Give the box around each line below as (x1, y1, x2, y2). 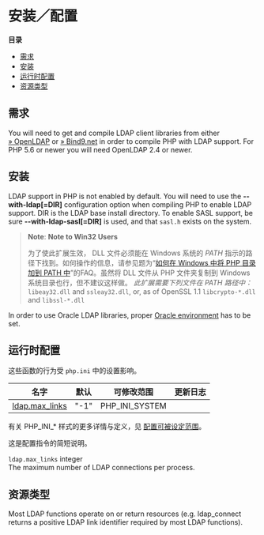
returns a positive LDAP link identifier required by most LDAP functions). (8, 518, 243, 527)
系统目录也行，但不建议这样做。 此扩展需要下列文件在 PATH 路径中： (27, 277, 253, 287)
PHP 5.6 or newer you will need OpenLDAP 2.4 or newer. (8, 145, 193, 154)
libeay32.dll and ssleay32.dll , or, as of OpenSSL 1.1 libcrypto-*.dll (27, 286, 256, 296)
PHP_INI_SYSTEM (100, 401, 168, 412)
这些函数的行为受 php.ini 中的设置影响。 (8, 366, 141, 375)
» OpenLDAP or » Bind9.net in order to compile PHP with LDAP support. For (8, 136, 255, 146)
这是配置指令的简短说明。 (8, 439, 92, 448)
